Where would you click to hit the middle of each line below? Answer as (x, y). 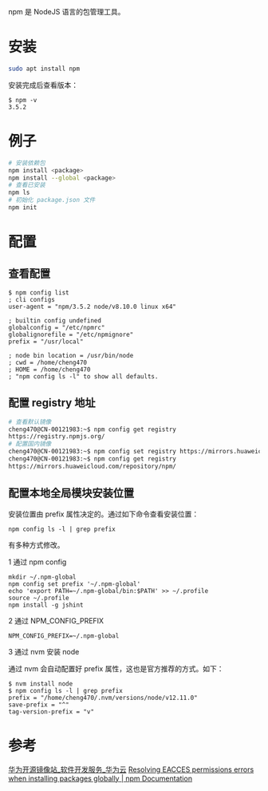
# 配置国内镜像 (30, 444)
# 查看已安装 (27, 185)
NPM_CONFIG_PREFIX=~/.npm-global (64, 636)
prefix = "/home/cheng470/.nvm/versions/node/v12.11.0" (103, 698)
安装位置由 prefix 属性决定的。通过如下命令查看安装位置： (104, 514)
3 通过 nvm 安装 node (44, 651)
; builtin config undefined (55, 320)
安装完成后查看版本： (43, 85)
